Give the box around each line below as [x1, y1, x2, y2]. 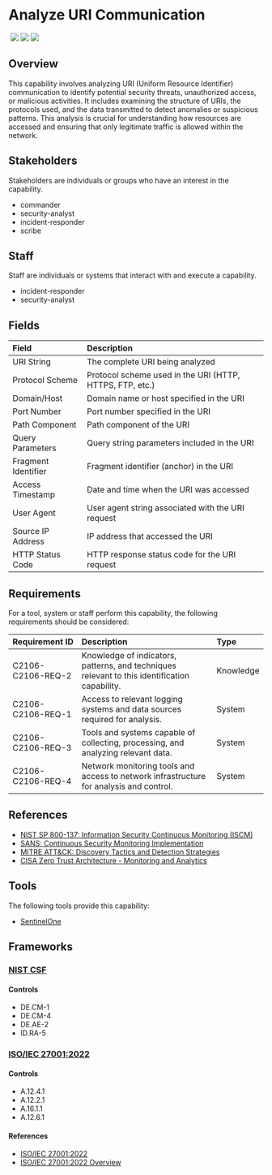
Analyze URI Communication [8, 6, 206, 24]
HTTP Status [12, 549, 61, 561]
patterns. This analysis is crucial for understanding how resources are [8, 113, 241, 123]
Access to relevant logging [81, 694, 184, 704]
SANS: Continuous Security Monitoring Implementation [19, 838, 204, 848]
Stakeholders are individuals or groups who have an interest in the [8, 175, 229, 185]
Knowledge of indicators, [81, 650, 177, 661]
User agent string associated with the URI [86, 502, 245, 514]
